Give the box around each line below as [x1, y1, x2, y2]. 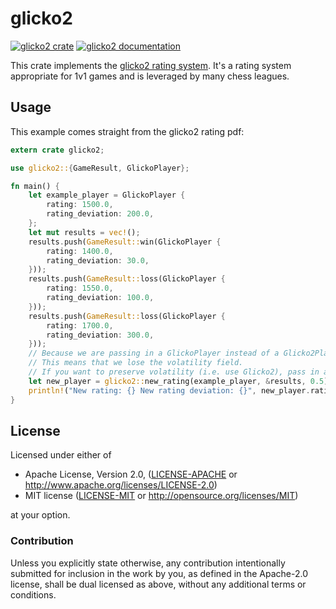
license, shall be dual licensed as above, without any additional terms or [10, 578, 307, 590]
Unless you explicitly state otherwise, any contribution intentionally [10, 557, 286, 569]
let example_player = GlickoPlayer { [28, 190, 186, 201]
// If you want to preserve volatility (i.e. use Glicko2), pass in [28, 367, 320, 377]
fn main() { [10, 181, 60, 191]
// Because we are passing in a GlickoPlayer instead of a [28, 348, 280, 359]
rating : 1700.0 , [46, 320, 114, 331]
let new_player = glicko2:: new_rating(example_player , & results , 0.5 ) [28, 376, 329, 386]
